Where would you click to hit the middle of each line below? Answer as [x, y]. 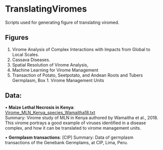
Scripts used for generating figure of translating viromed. [62, 22]
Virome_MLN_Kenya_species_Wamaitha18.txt [50, 112]
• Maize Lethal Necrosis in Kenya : [40, 107]
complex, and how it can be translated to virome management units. [73, 128]
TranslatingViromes [46, 9]
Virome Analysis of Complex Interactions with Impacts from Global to [81, 49]
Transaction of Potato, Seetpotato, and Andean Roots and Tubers [77, 75]
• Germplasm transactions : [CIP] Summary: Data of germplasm [69, 137]
